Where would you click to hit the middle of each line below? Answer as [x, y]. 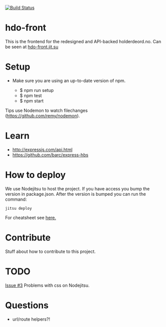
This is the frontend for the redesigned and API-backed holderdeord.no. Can [83, 41]
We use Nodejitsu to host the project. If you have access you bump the [78, 188]
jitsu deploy [19, 208]
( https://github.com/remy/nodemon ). [43, 116]
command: [16, 199]
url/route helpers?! [31, 319]
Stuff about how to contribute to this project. [50, 251]
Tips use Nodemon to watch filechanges [47, 110]
